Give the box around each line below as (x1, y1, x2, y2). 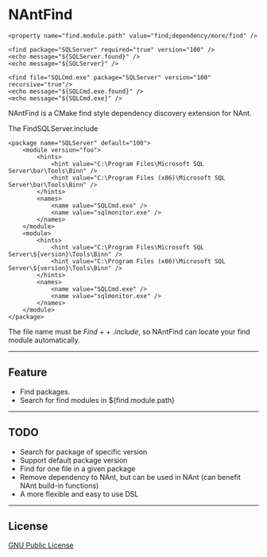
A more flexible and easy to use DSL (19, 489, 139, 498)
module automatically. (8, 335, 81, 345)
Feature (8, 366, 48, 379)
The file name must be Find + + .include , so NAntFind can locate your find (8, 327, 250, 336)
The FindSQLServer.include (8, 123, 99, 133)
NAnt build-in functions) (19, 481, 99, 490)
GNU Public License (8, 540, 74, 550)
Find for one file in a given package (19, 463, 136, 474)
